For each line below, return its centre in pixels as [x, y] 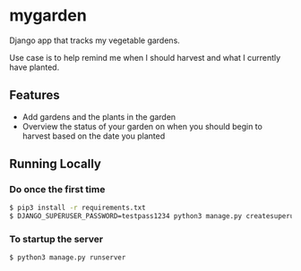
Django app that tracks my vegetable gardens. [95, 40]
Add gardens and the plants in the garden [99, 116]
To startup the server [56, 240]
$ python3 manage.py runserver [68, 258]
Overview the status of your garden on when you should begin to [142, 126]
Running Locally [55, 164]
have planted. [34, 67]
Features [34, 95]
